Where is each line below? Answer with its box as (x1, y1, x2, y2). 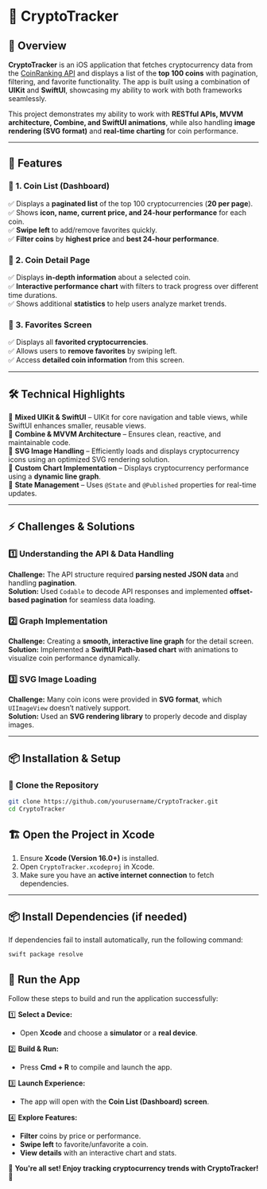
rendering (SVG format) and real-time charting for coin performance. (8, 127, 238, 135)
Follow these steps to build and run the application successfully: (8, 994, 219, 1003)
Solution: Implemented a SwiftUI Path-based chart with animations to (8, 645, 238, 655)
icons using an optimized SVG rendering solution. (8, 455, 170, 464)
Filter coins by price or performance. (19, 1131, 141, 1141)
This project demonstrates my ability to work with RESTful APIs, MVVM (8, 109, 244, 119)
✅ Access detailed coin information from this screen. (8, 355, 185, 365)
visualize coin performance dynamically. (8, 653, 141, 663)
